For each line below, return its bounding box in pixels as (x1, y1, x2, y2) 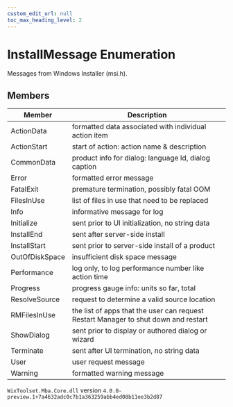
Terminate (10, 346, 44, 356)
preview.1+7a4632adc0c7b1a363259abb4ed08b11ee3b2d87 (7, 394, 163, 401)
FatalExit (10, 185, 39, 194)
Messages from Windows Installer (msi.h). (7, 69, 128, 78)
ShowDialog (10, 331, 50, 340)
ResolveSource (10, 294, 60, 304)
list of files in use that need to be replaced (71, 196, 209, 206)
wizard (71, 335, 94, 344)
